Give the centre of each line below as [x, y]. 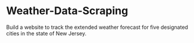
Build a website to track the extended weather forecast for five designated [97, 27]
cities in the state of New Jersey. [46, 33]
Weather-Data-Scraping [67, 11]
